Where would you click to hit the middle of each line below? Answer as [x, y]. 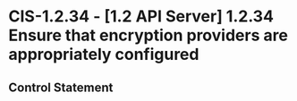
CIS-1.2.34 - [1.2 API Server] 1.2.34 [141, 17]
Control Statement [61, 87]
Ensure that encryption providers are [148, 35]
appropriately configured [104, 55]
